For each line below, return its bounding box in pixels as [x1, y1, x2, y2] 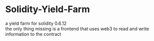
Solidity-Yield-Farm [5, 4, 90, 15]
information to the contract [5, 31, 61, 37]
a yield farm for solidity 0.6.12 [5, 20, 67, 26]
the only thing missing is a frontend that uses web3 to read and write [5, 25, 149, 31]
